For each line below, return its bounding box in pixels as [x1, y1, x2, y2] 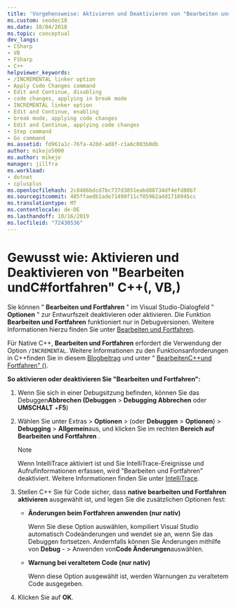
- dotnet [7, 174, 33, 181]
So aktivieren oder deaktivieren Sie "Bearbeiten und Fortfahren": [7, 374, 201, 383]
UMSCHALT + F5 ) [17, 403, 69, 412]
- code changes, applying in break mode [7, 96, 128, 103]
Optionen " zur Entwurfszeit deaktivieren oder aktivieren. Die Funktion [7, 310, 211, 318]
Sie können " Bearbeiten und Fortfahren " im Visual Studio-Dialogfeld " [7, 303, 214, 311]
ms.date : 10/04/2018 [7, 23, 68, 30]
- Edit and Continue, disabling [7, 89, 102, 96]
